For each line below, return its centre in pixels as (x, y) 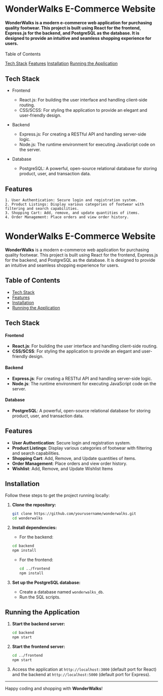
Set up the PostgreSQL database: (46, 582)
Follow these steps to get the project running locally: (57, 495)
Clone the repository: (34, 505)
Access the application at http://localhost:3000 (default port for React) (84, 669)
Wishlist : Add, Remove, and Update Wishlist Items (62, 468)
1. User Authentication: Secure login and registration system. (71, 200)
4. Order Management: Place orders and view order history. (67, 217)
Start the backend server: (39, 624)
